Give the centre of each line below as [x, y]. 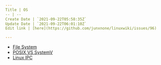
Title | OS [17, 10]
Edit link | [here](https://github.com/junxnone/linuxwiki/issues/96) [81, 28]
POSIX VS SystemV [33, 52]
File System [25, 47]
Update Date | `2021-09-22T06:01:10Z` [46, 24]
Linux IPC [22, 57]
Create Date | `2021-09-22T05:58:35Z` [46, 19]
